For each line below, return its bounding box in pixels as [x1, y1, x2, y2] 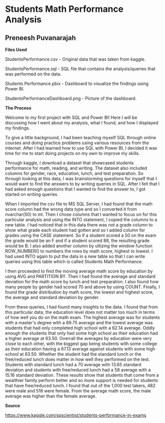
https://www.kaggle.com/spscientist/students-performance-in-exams [5, 412, 146, 418]
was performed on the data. [5, 71, 61, 77]
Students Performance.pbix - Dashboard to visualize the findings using [5, 80, 149, 86]
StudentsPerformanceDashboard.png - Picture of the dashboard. [5, 95, 137, 101]
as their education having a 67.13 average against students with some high [5, 346, 156, 351]
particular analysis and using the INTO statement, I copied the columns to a [5, 217, 158, 223]
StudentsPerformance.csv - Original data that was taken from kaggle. [5, 56, 146, 62]
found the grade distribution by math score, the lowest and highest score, [5, 289, 154, 295]
